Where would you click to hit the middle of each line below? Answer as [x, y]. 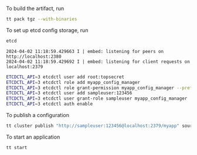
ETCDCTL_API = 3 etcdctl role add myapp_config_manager [73, 82]
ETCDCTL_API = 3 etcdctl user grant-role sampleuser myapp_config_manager [97, 98]
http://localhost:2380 [34, 57]
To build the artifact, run [35, 8]
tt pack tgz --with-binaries [42, 19]
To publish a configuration [38, 115]
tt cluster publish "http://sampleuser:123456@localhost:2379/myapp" [93, 126]
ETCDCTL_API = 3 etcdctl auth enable [50, 104]
